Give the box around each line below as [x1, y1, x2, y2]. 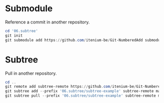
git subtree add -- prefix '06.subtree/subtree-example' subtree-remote [5, 89, 154, 94]
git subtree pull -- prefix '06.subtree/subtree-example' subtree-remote [5, 93, 156, 98]
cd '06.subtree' [5, 28, 38, 33]
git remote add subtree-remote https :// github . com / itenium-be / [5, 84, 137, 89]
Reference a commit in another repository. [5, 19, 90, 25]
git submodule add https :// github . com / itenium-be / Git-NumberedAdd [5, 38, 143, 42]
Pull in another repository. [5, 70, 57, 76]
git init [5, 33, 23, 38]
